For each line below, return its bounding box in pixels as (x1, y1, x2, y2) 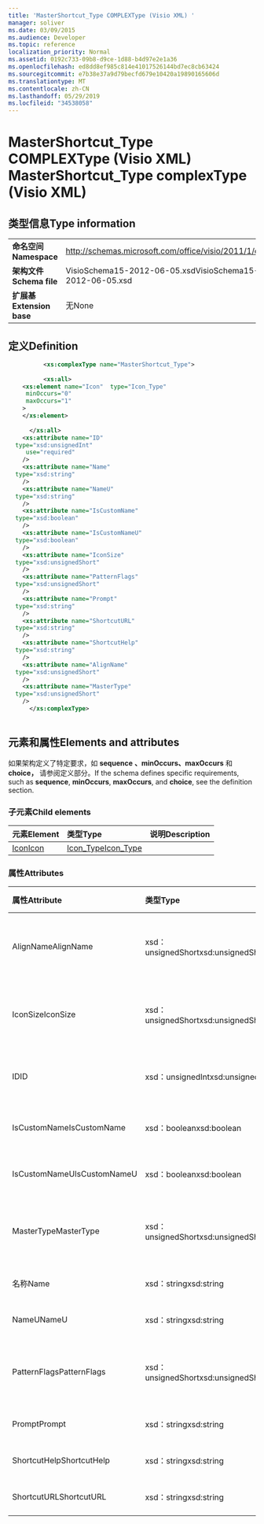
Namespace (12, 251, 59, 262)
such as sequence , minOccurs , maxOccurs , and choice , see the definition (8, 777, 253, 786)
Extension (12, 301, 51, 312)
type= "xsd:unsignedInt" (15, 441, 93, 449)
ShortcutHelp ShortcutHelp (12, 1455, 110, 1466)
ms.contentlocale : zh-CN (8, 84, 90, 93)
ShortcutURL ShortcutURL (12, 1492, 107, 1503)
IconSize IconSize (12, 1009, 76, 1020)
